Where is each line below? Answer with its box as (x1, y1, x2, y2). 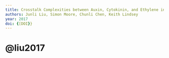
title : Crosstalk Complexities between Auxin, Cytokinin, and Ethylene (5, 7, 158, 12)
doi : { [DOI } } (5, 21, 33, 26)
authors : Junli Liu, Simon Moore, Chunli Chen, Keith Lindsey (5, 12, 138, 17)
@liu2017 (5, 43, 45, 54)
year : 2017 (5, 16, 28, 21)
